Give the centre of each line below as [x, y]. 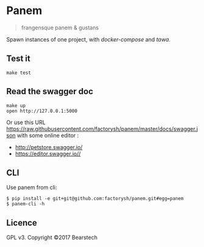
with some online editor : [48, 135]
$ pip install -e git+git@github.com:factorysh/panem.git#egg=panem [95, 199]
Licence [22, 223]
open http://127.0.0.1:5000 [42, 111]
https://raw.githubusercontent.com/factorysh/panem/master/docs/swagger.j [102, 128]
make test [19, 73]
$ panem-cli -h [26, 204]
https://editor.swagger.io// [48, 153]
